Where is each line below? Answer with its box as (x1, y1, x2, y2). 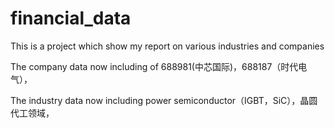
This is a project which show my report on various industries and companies (10, 40, 325, 52)
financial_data (10, 7, 132, 30)
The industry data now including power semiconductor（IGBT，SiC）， (10, 94, 301, 106)
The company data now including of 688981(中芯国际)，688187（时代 (10, 60, 299, 72)
